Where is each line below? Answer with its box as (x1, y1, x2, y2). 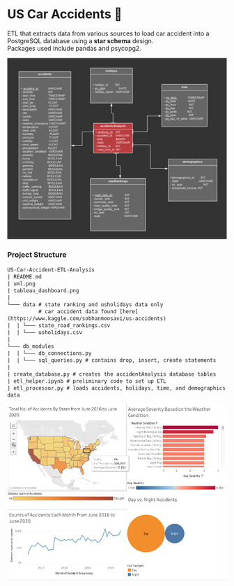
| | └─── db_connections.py (7, 350, 92, 357)
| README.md (7, 274, 42, 280)
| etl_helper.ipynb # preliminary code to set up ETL (7, 378, 167, 385)
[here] (119, 308, 139, 315)
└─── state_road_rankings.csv (22, 322, 111, 329)
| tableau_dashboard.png (7, 287, 79, 294)
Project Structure (7, 250, 67, 260)
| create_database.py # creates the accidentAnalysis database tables (7, 371, 217, 378)
